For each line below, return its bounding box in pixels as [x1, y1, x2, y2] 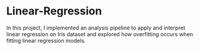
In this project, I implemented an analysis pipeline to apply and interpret [6, 24, 186, 31]
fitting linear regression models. [6, 37, 86, 44]
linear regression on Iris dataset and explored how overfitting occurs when [6, 30, 194, 37]
